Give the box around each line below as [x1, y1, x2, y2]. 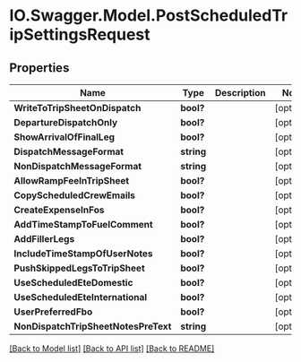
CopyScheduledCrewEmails [13, 189, 136, 202]
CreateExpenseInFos [13, 203, 105, 216]
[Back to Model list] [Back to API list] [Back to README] [9, 343, 215, 354]
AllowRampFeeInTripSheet [13, 175, 130, 186]
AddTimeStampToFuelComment [13, 219, 154, 230]
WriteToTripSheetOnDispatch [13, 102, 142, 114]
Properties [9, 60, 70, 75]
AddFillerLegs [13, 233, 75, 245]
